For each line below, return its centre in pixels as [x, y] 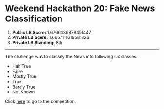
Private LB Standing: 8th [37, 42]
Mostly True [24, 76]
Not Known [23, 92]
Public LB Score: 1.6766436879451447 [52, 32]
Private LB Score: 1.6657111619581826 [51, 37]
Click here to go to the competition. [41, 101]
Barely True [24, 87]
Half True [21, 66]
